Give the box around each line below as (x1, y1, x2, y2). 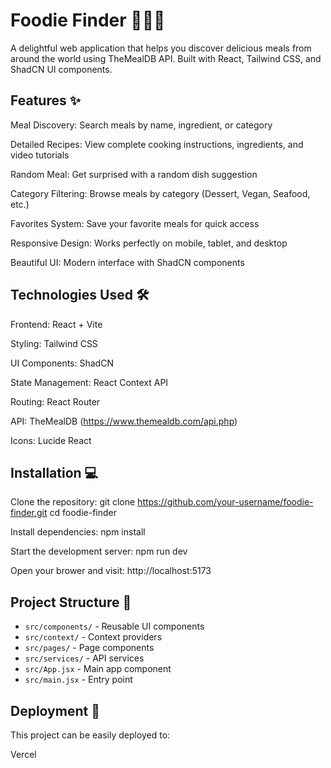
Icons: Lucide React (10, 434, 92, 446)
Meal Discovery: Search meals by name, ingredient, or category (10, 119, 273, 131)
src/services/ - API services (24, 652, 145, 664)
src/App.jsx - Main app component (24, 663, 172, 675)
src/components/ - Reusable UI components (24, 620, 205, 633)
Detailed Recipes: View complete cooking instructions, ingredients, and (10, 138, 304, 150)
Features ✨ (10, 92, 81, 109)
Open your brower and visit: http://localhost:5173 (10, 565, 212, 577)
